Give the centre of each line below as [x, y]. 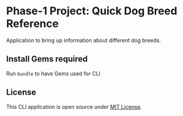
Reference [32, 24]
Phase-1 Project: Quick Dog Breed [92, 11]
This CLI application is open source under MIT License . [74, 106]
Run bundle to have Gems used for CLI [53, 74]
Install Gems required [47, 59]
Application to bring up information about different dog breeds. [84, 40]
